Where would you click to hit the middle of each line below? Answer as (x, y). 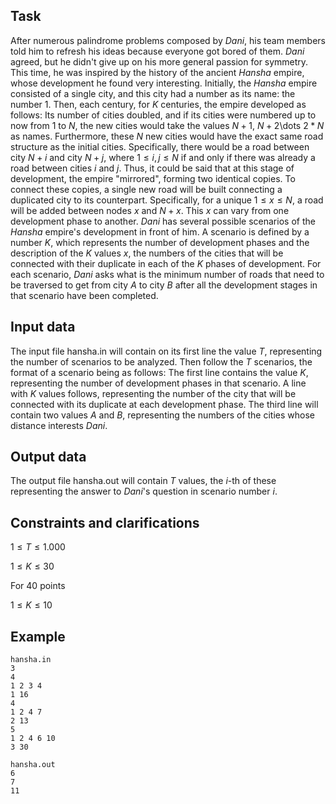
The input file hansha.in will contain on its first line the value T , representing (166, 351)
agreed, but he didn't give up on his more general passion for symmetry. (159, 61)
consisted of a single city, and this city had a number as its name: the (153, 93)
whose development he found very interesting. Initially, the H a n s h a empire (164, 83)
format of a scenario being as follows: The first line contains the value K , (159, 372)
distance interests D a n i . (59, 425)
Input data (43, 327)
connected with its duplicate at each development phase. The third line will (164, 404)
